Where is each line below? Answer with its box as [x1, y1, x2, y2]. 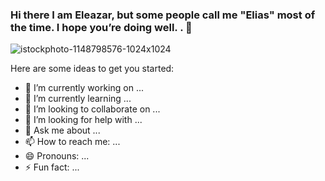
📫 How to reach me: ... [24, 136, 121, 148]
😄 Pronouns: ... [24, 150, 90, 162]
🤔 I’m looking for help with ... [24, 114, 143, 126]
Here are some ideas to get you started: [10, 63, 175, 75]
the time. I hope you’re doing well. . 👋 [10, 20, 193, 34]
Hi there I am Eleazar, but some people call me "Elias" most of [10, 8, 316, 22]
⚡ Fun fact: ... [24, 161, 80, 173]
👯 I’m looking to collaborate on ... [24, 103, 161, 115]
